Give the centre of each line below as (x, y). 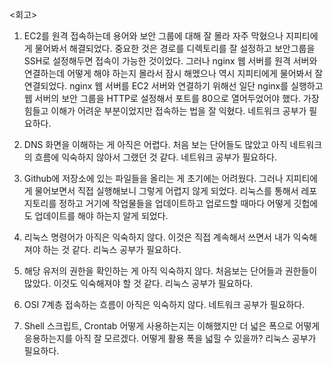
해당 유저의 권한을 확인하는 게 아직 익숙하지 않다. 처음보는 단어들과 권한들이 (170, 271)
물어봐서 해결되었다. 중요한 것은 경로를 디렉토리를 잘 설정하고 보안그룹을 (175, 48)
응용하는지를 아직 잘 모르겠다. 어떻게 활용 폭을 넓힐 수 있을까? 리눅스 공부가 (170, 338)
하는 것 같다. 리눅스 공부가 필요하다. (112, 249)
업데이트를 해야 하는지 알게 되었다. (101, 216)
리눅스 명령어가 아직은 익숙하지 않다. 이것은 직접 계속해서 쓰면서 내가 (157, 237)
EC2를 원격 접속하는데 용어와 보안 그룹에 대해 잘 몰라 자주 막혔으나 (153, 36)
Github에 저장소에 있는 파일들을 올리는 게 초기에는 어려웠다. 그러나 (153, 178)
